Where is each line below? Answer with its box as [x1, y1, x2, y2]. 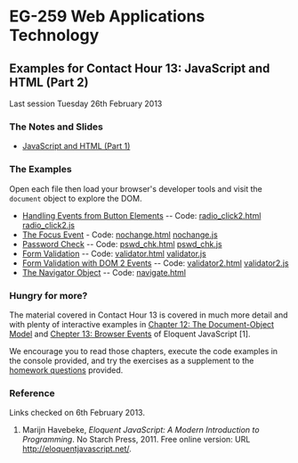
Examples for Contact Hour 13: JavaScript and [9, 61, 270, 76]
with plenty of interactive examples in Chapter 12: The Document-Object [9, 318, 274, 329]
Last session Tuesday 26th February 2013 [9, 98, 163, 109]
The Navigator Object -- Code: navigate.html [21, 267, 187, 277]
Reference [9, 386, 55, 399]
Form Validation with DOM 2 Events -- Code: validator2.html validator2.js [21, 257, 289, 269]
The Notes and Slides [9, 120, 104, 133]
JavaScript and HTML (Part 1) [21, 141, 131, 152]
